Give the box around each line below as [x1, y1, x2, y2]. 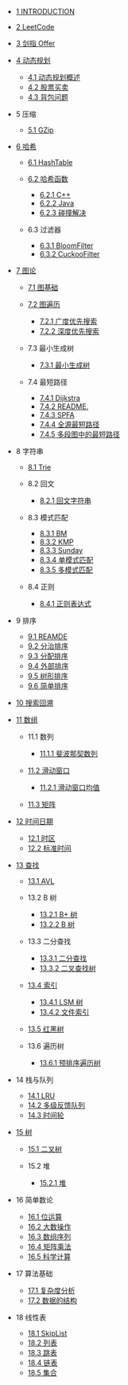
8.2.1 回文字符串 [39, 496, 91, 505]
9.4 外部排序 [27, 661, 69, 670]
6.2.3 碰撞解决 [39, 208, 87, 218]
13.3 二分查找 [27, 936, 72, 946]
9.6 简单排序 [27, 681, 69, 690]
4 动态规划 [15, 56, 51, 65]
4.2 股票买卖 [27, 83, 69, 92]
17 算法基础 [15, 1269, 53, 1278]
